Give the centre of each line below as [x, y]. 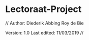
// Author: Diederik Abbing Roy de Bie [44, 23]
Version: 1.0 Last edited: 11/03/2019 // [44, 32]
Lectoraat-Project [43, 9]
